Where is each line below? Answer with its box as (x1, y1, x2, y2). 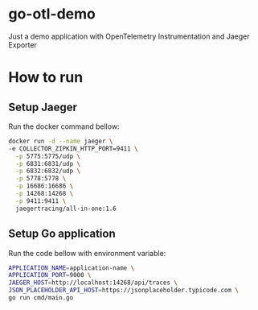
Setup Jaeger (8, 100, 78, 114)
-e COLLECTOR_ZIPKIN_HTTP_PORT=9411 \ (8, 144, 138, 153)
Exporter (8, 39, 38, 49)
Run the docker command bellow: (8, 122, 120, 131)
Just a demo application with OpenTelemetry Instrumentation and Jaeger (8, 31, 251, 41)
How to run (8, 68, 84, 87)
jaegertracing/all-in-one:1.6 (15, 205, 117, 213)
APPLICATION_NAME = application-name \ (8, 263, 135, 272)
